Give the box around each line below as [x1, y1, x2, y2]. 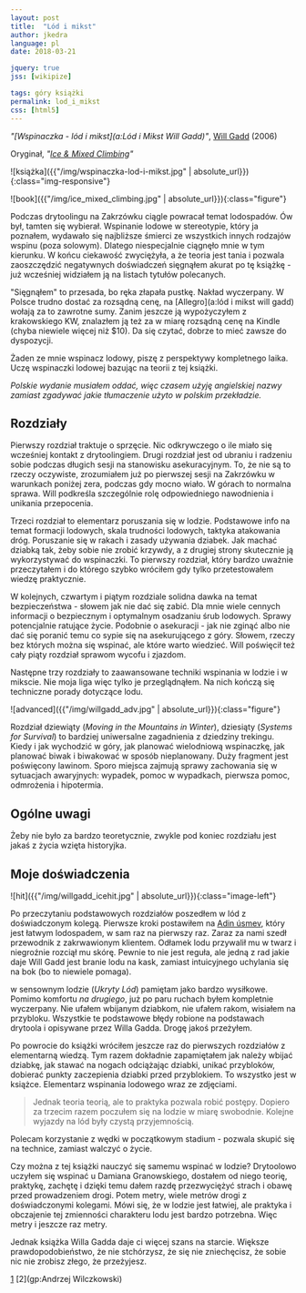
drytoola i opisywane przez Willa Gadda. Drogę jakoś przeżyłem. [10, 1022, 253, 1033]
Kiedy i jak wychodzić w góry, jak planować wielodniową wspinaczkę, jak [10, 741, 285, 752]
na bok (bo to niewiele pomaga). [10, 966, 132, 977]
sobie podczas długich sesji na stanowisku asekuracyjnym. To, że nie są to [10, 459, 291, 470]
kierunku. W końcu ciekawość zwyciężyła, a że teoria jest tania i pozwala [10, 249, 285, 260]
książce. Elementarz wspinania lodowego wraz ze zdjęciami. [10, 1078, 238, 1089]
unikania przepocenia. [10, 498, 94, 509]
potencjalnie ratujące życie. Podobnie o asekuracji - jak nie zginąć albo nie [10, 620, 291, 631]
